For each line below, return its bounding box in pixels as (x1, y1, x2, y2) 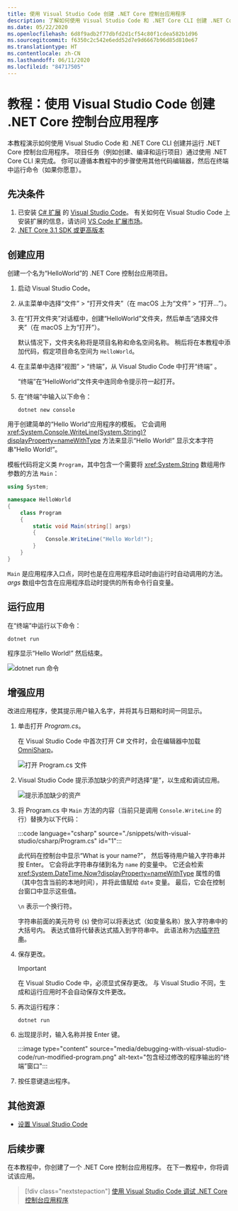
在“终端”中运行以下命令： (7, 621, 81, 629)
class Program (20, 509, 62, 516)
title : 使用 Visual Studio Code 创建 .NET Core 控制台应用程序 (7, 10, 186, 18)
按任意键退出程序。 (17, 1077, 74, 1085)
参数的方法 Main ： (7, 469, 59, 478)
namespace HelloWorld (7, 496, 72, 504)
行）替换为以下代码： (17, 815, 80, 824)
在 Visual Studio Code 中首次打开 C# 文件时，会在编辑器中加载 (17, 737, 201, 746)
